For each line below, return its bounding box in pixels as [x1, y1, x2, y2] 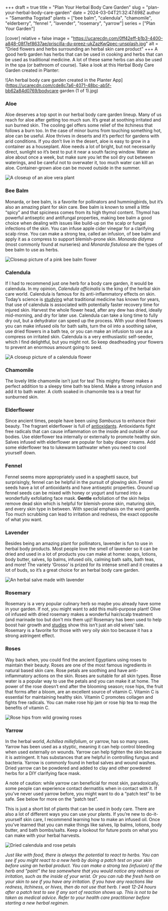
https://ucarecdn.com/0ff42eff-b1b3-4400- [73, 35, 163, 41]
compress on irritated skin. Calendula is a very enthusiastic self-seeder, [5, 333, 153, 339]
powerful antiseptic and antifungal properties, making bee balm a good [5, 214, 152, 220]
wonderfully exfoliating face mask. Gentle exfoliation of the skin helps [5, 495, 150, 501]
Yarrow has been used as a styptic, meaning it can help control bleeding [5, 743, 154, 749]
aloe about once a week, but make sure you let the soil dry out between [5, 154, 153, 160]
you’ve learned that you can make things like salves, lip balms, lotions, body [5, 822, 162, 828]
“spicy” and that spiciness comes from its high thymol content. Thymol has [5, 209, 160, 215]
